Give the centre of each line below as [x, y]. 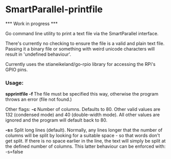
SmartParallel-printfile [54, 9]
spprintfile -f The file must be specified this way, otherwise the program [82, 94]
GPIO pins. [17, 70]
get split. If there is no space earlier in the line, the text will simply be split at [85, 141]
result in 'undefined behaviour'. [38, 54]
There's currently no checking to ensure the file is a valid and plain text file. [85, 43]
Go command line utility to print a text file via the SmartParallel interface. [82, 33]
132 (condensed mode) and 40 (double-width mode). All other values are [83, 115]
